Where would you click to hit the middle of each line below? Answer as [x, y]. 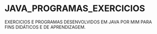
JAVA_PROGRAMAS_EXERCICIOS [75, 8]
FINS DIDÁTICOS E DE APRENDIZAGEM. [45, 27]
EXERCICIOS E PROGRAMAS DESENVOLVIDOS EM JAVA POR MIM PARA [78, 22]
